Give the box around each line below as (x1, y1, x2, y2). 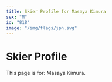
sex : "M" (6, 14, 28, 20)
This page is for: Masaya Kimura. (6, 70, 86, 77)
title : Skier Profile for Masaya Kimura (6, 8, 107, 15)
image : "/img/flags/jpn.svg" (6, 25, 77, 31)
